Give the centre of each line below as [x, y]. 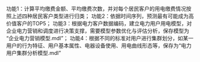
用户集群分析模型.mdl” [34, 53]
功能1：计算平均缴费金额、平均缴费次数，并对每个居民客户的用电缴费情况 [96, 9]
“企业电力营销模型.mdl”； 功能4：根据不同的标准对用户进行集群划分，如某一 [100, 38]
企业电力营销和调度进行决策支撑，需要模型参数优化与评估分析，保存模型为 [98, 31]
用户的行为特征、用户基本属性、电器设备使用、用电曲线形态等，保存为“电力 [99, 45]
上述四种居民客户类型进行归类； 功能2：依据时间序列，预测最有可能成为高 [102, 16]
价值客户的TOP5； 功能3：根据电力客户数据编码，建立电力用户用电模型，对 [99, 23]
